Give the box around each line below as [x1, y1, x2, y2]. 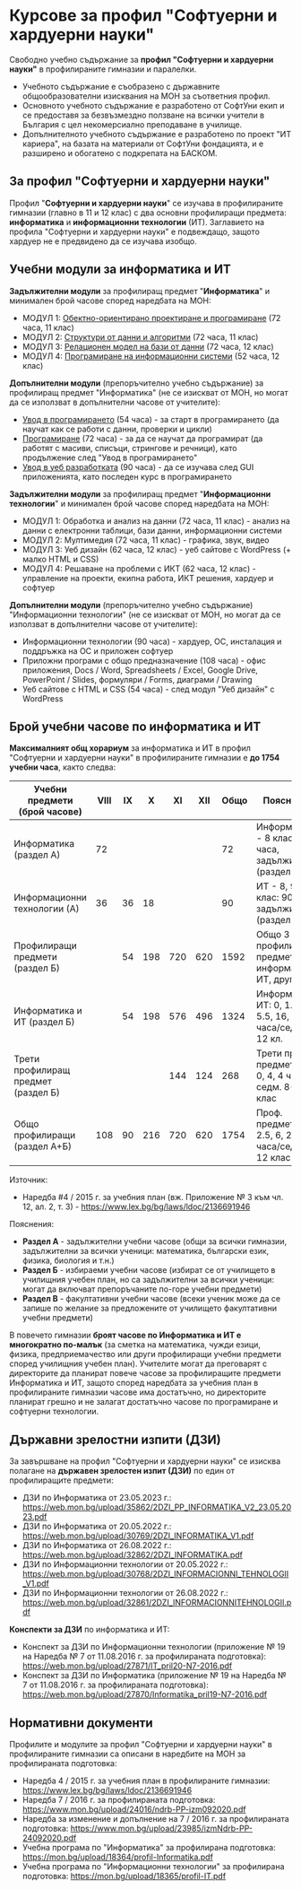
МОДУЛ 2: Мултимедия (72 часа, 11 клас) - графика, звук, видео [21, 535, 270, 545]
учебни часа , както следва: [9, 762, 116, 772]
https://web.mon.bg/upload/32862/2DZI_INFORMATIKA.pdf [21, 1549, 244, 1561]
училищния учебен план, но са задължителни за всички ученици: [21, 1275, 275, 1285]
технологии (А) [13, 902, 80, 915]
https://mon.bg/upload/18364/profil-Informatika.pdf [21, 1851, 213, 1862]
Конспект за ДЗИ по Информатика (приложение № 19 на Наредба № [21, 1670, 287, 1681]
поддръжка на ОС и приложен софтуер [21, 645, 174, 656]
